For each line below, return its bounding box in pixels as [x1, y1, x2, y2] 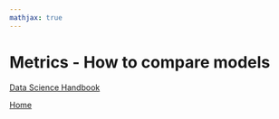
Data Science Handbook [9, 82, 101, 93]
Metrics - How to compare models [9, 51, 271, 72]
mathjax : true [9, 13, 63, 23]
